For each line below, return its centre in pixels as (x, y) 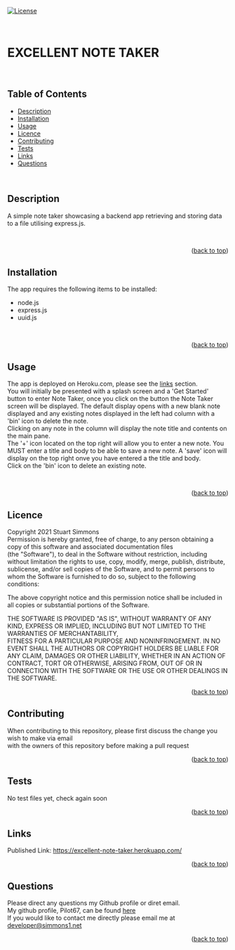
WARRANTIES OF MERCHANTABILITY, (63, 633)
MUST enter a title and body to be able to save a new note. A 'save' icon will (117, 451)
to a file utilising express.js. (47, 223)
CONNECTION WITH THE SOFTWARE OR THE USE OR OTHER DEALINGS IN (117, 671)
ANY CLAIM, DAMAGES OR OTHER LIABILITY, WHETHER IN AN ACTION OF (116, 656)
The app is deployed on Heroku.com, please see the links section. (102, 384)
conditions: (23, 584)
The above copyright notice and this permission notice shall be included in (115, 597)
